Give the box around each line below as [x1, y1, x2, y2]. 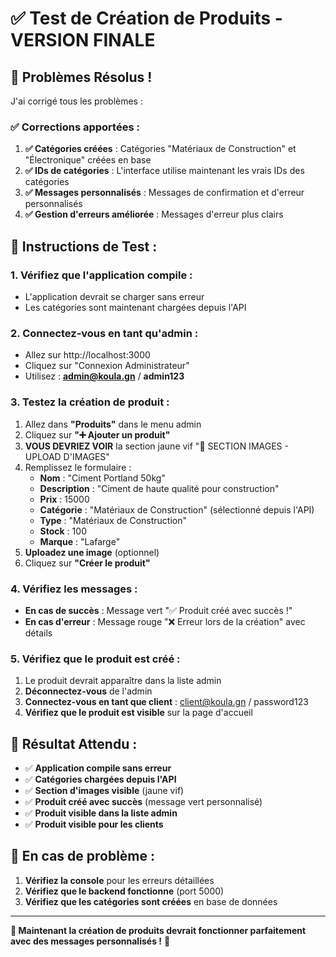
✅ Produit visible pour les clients [24, 818, 164, 830]
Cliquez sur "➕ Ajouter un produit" [24, 428, 171, 441]
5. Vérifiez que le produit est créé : [10, 652, 181, 666]
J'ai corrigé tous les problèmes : [10, 95, 143, 107]
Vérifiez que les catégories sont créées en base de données [24, 895, 278, 907]
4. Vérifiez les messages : [10, 582, 138, 596]
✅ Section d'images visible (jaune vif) [24, 784, 185, 796]
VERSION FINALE [10, 29, 156, 52]
